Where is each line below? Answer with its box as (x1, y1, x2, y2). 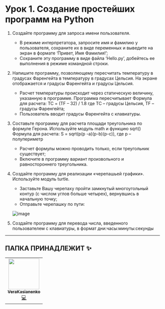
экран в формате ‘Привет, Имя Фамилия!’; (19, 50, 108, 56)
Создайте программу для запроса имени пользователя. (12, 30, 131, 36)
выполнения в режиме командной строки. (19, 60, 109, 66)
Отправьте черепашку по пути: (19, 201, 85, 207)
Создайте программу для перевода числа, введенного (12, 220, 128, 226)
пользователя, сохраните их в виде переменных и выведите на (19, 45, 153, 51)
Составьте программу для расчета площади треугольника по (12, 120, 142, 126)
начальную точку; (19, 196, 57, 202)
